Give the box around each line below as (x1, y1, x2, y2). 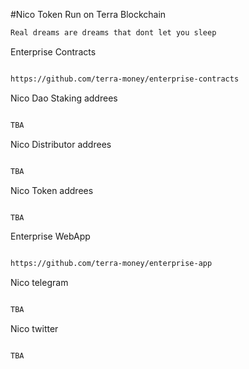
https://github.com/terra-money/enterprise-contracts (10, 74, 240, 84)
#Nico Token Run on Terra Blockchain (10, 9, 167, 20)
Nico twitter (10, 323, 59, 335)
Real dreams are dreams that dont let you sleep (10, 28, 217, 38)
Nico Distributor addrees (10, 138, 112, 150)
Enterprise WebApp (10, 230, 91, 243)
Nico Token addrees (10, 184, 94, 196)
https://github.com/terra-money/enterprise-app (10, 259, 213, 269)
